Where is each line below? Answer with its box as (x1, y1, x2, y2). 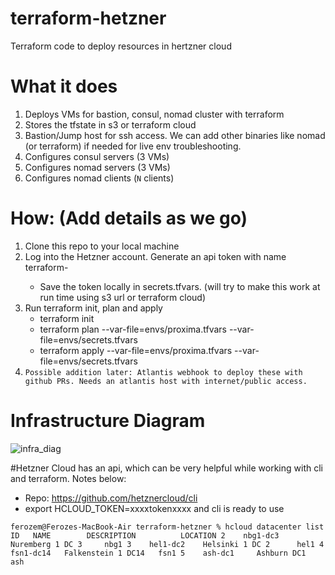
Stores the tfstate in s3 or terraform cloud (24, 118, 197, 131)
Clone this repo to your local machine (24, 240, 180, 252)
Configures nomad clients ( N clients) (24, 172, 175, 184)
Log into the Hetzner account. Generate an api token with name (24, 250, 287, 262)
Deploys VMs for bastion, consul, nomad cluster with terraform (24, 108, 285, 120)
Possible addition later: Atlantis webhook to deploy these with (24, 367, 303, 377)
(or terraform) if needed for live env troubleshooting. (24, 140, 242, 152)
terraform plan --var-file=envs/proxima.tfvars (39, 323, 227, 335)
